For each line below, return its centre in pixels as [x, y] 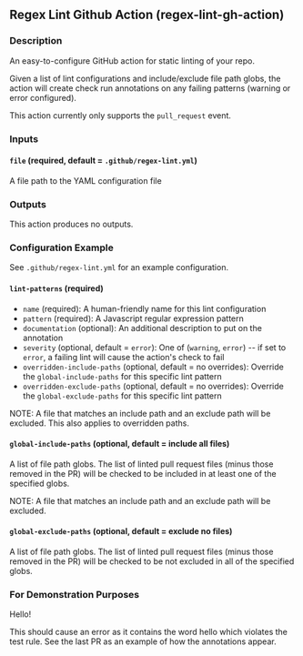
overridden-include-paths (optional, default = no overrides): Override [153, 367]
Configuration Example [61, 247]
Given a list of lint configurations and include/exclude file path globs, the [145, 78]
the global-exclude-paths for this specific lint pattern [122, 396]
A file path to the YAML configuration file [86, 180]
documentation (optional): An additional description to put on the [142, 328]
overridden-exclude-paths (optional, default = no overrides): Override [153, 386]
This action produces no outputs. [71, 224]
